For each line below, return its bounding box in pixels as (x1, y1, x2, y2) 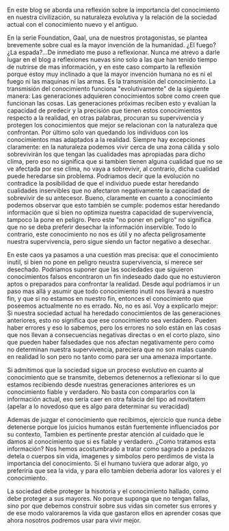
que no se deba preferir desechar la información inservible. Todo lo (7, 223, 197, 231)
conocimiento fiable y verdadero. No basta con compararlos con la (7, 388, 196, 396)
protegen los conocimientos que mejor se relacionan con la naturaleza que (7, 121, 217, 129)
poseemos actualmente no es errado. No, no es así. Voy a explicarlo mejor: (7, 301, 219, 310)
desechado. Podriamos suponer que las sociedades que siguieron (7, 265, 193, 273)
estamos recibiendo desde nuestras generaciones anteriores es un (7, 380, 196, 388)
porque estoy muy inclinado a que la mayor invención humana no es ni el (7, 70, 213, 78)
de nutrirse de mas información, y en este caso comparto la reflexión (7, 63, 202, 71)
